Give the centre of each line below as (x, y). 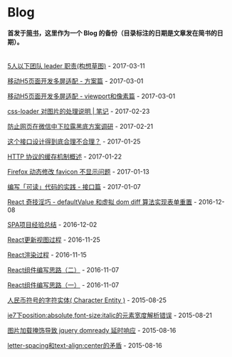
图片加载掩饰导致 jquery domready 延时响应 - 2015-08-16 (92, 330)
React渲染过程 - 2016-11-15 (47, 255)
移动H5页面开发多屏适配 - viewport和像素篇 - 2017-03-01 (91, 96)
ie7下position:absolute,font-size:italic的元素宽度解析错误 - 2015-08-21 (110, 315)
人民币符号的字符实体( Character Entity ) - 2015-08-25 (87, 300)
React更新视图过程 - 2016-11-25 (54, 240)
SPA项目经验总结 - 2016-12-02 (52, 224)
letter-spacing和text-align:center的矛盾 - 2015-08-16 (85, 345)
